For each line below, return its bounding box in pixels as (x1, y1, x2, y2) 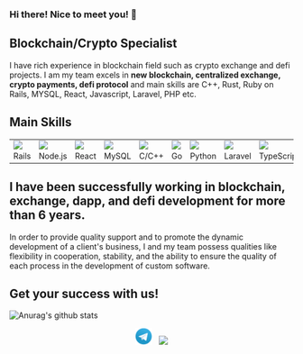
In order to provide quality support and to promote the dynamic (9, 231, 244, 242)
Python (189, 150, 216, 161)
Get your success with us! (9, 286, 160, 301)
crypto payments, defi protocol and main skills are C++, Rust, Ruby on (9, 78, 274, 89)
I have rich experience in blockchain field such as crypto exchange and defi (9, 59, 290, 70)
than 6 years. (9, 207, 86, 223)
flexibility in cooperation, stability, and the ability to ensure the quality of (9, 250, 278, 261)
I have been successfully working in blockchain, (9, 179, 286, 195)
